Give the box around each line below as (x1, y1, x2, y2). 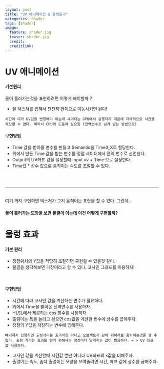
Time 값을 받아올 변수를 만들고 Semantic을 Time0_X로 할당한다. (12, 145, 135, 150)
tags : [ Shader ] (5, 21, 36, 26)
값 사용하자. (5, 344, 27, 348)
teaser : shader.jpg (9, 35, 49, 40)
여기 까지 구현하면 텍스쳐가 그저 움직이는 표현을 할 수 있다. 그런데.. (5, 198, 131, 204)
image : (5, 25, 19, 30)
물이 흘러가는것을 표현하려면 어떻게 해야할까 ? (5, 96, 92, 101)
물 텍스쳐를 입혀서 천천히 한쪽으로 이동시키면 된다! (12, 106, 107, 112)
